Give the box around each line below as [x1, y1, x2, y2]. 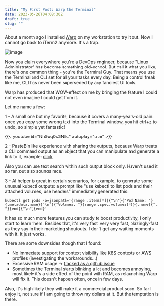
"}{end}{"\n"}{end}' [5, 206, 48, 212]
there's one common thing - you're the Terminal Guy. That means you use [5, 69, 155, 75]
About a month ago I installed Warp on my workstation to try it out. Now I [5, 34, 153, 40]
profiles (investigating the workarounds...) [12, 255, 98, 261]
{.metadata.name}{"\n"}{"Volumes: [5, 203, 76, 207]
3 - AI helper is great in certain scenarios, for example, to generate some [5, 178, 153, 184]
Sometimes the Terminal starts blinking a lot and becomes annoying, [12, 266, 151, 272]
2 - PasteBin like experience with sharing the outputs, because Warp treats [5, 143, 157, 149]
